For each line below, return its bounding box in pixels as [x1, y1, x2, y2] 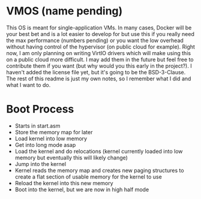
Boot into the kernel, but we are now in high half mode [14, 186, 149, 193]
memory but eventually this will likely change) [14, 154, 128, 161]
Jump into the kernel [14, 160, 67, 167]
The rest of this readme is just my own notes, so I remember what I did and [6, 75, 191, 82]
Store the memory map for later [14, 128, 93, 135]
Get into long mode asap [14, 141, 76, 148]
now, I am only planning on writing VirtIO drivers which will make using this [6, 49, 191, 56]
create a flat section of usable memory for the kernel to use [14, 173, 162, 180]
